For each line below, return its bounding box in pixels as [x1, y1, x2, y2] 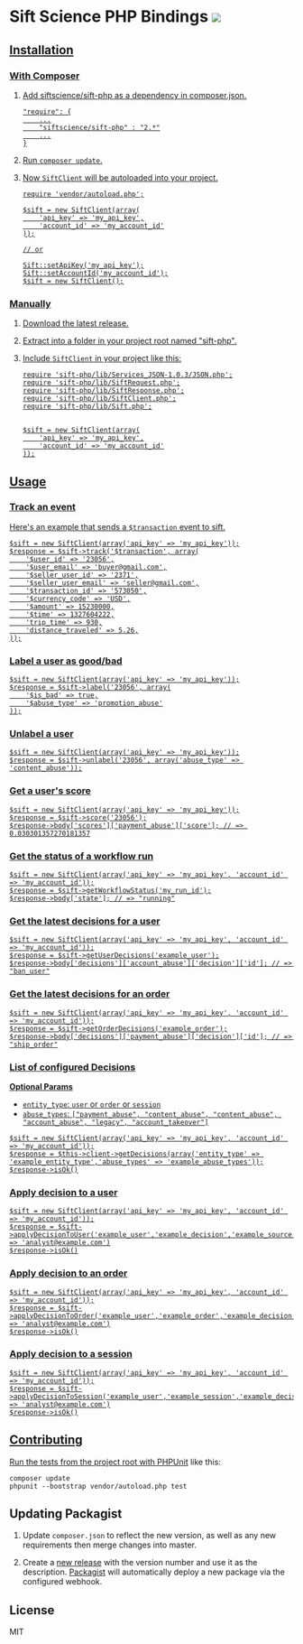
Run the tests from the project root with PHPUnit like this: [9, 1456, 221, 1467]
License [9, 1602, 55, 1618]
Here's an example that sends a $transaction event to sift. [9, 521, 225, 532]
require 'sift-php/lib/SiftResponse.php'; [22, 386, 185, 395]
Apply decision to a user [9, 1185, 118, 1198]
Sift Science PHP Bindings [9, 6, 209, 27]
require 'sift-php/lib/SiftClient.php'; [22, 395, 177, 404]
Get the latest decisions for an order [9, 988, 170, 1000]
